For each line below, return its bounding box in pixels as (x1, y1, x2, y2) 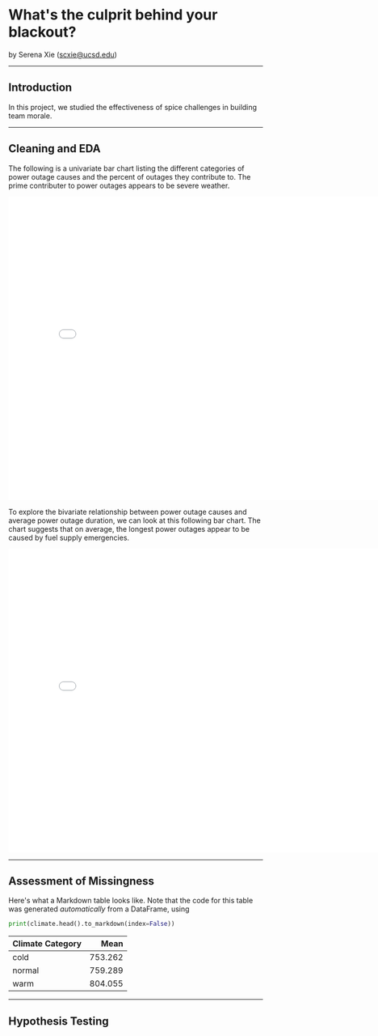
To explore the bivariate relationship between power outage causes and (8, 507, 247, 516)
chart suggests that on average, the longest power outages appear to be (8, 524, 250, 533)
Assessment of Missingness (8, 874, 155, 888)
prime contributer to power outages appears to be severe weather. (8, 180, 230, 190)
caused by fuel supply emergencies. (8, 533, 130, 542)
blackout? (8, 23, 77, 41)
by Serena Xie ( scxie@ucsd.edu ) (8, 49, 117, 59)
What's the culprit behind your (8, 6, 218, 24)
